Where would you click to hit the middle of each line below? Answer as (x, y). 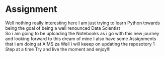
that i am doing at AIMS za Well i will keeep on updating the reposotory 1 (80, 44)
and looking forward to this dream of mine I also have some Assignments (81, 39)
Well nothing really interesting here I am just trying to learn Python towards (82, 23)
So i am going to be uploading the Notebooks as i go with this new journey (82, 33)
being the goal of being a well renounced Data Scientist (63, 28)
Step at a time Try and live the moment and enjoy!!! (58, 49)
